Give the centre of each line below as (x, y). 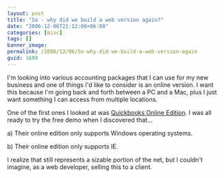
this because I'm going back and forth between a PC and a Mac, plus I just (112, 92)
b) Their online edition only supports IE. (63, 146)
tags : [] (20, 39)
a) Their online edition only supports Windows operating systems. (100, 133)
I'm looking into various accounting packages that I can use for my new (108, 77)
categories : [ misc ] (35, 33)
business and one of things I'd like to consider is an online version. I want (110, 85)
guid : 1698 (23, 58)
